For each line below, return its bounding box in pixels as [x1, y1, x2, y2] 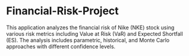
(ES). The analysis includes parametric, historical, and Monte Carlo [6, 36, 170, 43]
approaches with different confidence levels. [6, 43, 116, 50]
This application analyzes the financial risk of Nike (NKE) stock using [6, 24, 175, 31]
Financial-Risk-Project [6, 4, 119, 18]
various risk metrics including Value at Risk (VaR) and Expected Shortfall [6, 30, 183, 37]
